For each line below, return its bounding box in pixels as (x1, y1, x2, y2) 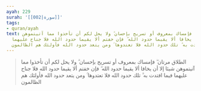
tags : (6, 20, 20, 26)
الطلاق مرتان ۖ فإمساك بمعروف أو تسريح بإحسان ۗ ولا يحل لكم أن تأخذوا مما (20, 58, 187, 65)
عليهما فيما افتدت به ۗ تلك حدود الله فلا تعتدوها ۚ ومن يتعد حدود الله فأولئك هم (20, 71, 188, 79)
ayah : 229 (6, 8, 31, 15)
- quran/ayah (6, 25, 39, 32)
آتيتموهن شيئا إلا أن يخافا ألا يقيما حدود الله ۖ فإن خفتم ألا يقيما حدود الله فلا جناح (20, 65, 195, 72)
